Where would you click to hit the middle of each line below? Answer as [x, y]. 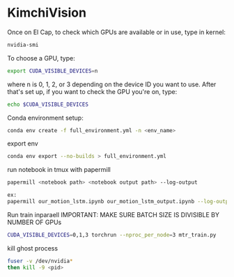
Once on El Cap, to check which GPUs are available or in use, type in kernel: [117, 32]
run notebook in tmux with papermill [59, 170]
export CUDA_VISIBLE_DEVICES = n [53, 71]
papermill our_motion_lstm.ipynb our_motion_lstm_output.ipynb [101, 202]
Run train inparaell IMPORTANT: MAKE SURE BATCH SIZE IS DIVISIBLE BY [113, 214]
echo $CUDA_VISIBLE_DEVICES [48, 104]
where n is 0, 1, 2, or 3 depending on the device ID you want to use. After [112, 84]
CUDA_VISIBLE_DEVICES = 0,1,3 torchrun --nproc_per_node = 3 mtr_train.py [112, 235]
